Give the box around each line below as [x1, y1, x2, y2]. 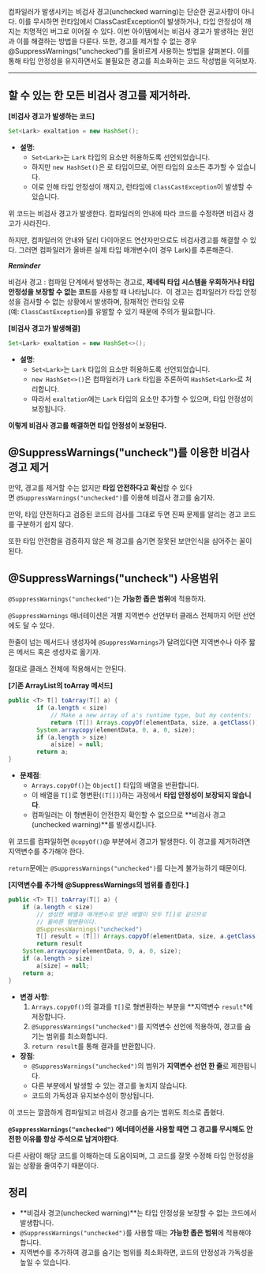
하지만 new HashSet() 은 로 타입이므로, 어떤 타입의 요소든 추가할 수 [31, 162, 235, 171]
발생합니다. [19, 1218, 54, 1227]
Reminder [8, 260, 41, 270]
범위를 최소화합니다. [46, 1031, 108, 1040]
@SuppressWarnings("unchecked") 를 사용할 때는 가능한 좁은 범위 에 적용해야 [19, 1228, 252, 1238]
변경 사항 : [19, 991, 50, 1001]
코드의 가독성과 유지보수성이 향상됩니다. [31, 1090, 155, 1100]
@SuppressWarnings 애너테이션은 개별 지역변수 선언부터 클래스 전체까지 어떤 [8, 611, 241, 620]
